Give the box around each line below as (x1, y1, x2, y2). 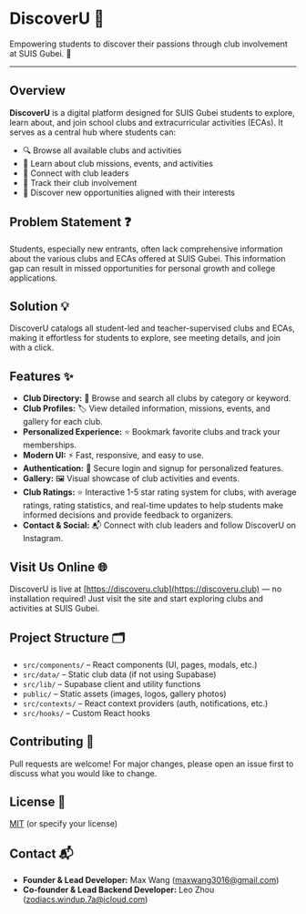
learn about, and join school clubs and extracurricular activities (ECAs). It (9, 117, 284, 128)
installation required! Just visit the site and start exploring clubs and (9, 593, 264, 604)
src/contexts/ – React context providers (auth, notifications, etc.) (22, 697, 269, 709)
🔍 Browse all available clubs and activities (22, 145, 182, 156)
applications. (9, 272, 57, 283)
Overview (9, 83, 66, 98)
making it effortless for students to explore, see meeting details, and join (9, 333, 280, 344)
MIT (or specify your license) (9, 818, 118, 829)
